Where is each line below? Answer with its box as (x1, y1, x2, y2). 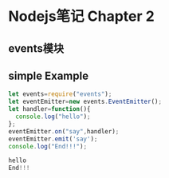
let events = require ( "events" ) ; (8, 90, 112, 98)
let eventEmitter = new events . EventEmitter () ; (8, 97, 162, 106)
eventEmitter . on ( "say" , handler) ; (8, 127, 120, 136)
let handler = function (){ (8, 105, 91, 113)
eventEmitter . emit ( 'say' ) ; (8, 135, 98, 143)
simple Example (8, 69, 89, 82)
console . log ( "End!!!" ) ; (8, 142, 88, 150)
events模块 (8, 42, 65, 55)
